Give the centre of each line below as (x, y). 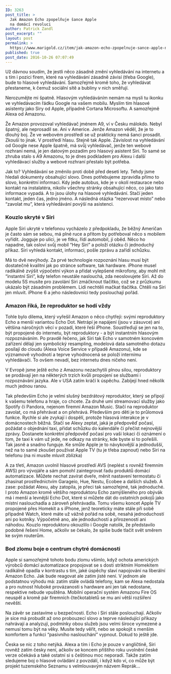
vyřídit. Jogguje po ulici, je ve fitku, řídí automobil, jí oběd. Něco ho (75, 239)
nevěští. (13, 603)
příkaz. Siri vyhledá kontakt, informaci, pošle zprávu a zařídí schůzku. (78, 250)
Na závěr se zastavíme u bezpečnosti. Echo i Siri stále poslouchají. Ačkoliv (83, 613)
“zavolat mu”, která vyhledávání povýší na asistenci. (60, 204)
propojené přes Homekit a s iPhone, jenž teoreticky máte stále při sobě (80, 508)
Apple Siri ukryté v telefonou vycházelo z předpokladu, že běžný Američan (84, 228)
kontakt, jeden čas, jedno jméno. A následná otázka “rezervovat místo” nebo (85, 199)
